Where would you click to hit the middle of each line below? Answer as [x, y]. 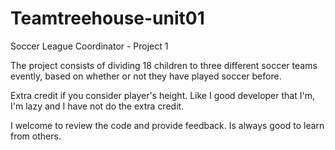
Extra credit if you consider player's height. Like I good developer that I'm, [162, 95]
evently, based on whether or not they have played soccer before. [146, 76]
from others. [36, 136]
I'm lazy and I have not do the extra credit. [97, 106]
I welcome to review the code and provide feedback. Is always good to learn [167, 125]
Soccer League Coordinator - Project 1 [89, 46]
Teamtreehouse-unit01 [107, 18]
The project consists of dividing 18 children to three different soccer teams [164, 65]
